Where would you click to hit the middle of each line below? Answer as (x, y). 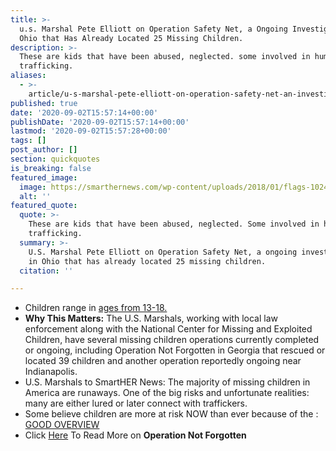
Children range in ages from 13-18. (96, 308)
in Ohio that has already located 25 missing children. (147, 261)
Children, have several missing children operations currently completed (172, 340)
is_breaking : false (51, 168)
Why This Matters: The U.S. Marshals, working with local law (151, 318)
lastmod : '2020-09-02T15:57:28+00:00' (91, 131)
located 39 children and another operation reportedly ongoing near (163, 361)
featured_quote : (44, 206)
